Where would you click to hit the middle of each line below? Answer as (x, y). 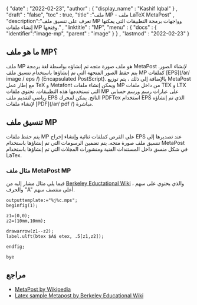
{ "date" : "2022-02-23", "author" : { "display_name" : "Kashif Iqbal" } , (92, 9)
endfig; (16, 247)
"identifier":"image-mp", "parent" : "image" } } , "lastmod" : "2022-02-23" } (98, 34)
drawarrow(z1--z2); (30, 231)
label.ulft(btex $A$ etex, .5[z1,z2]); (55, 236)
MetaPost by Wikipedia (43, 289)
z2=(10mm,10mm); (26, 221)
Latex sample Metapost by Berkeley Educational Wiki (79, 295)
